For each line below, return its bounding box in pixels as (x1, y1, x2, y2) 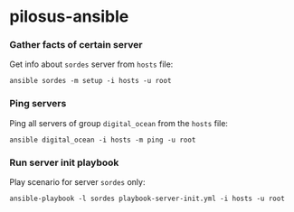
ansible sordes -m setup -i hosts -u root (9, 77, 172, 86)
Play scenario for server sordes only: (9, 177, 146, 188)
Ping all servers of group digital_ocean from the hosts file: (9, 117, 229, 128)
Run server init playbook (9, 156, 119, 169)
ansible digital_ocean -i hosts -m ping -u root (9, 135, 196, 144)
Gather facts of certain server (9, 39, 143, 51)
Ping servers (9, 97, 67, 110)
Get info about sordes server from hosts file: (9, 59, 174, 69)
